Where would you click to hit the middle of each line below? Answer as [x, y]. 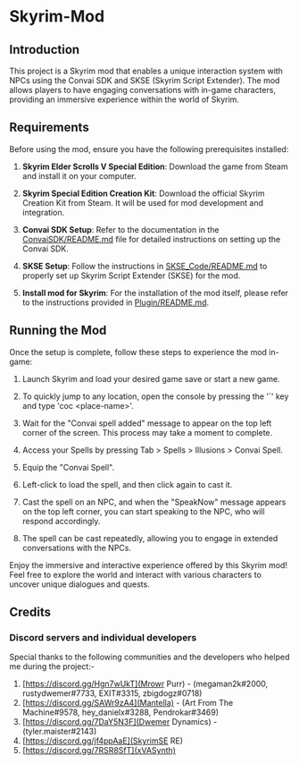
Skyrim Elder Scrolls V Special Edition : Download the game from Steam [155, 166]
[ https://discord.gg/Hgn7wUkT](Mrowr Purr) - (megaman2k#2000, [145, 684]
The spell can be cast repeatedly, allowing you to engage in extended [150, 538]
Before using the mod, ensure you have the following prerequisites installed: [149, 149]
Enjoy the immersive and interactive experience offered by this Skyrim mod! [149, 565]
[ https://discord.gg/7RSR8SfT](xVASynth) [99, 751]
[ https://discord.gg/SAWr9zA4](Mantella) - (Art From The [128, 703]
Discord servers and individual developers [103, 637]
